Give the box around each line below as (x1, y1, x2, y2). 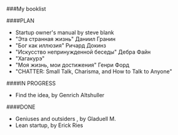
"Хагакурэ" (15, 55, 45, 62)
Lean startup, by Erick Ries (15, 122, 83, 129)
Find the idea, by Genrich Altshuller (15, 92, 105, 98)
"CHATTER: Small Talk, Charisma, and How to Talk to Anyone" (15, 68, 172, 75)
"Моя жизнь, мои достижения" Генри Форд (15, 61, 130, 68)
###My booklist (6, 5, 46, 12)
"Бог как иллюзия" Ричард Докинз (15, 42, 106, 49)
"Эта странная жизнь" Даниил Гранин (15, 35, 116, 42)
